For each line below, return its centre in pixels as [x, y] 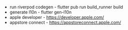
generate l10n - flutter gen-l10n [41, 12]
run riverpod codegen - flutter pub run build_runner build [66, 7]
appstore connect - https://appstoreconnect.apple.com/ [65, 22]
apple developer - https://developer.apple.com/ [57, 17]
